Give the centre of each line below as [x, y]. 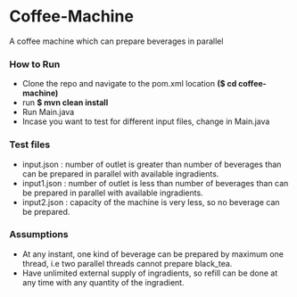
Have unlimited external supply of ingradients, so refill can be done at [150, 273]
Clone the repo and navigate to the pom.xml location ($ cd [129, 84]
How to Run [35, 64]
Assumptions [39, 235]
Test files [30, 144]
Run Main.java [48, 112]
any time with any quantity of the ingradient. [103, 282]
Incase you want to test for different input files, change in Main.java [146, 121]
